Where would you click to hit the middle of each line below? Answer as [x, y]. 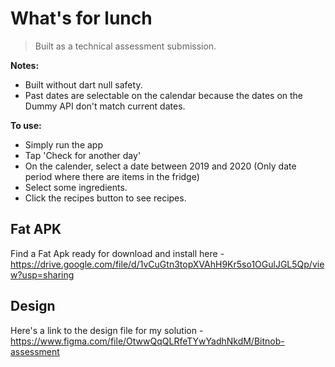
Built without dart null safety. [83, 84]
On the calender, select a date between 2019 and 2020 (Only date [160, 166]
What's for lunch [81, 18]
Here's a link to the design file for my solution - [107, 330]
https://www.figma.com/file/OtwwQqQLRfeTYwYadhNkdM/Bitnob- [147, 341]
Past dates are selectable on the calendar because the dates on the [164, 95]
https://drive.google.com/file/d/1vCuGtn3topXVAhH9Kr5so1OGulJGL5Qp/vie [167, 264]
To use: [26, 125]
